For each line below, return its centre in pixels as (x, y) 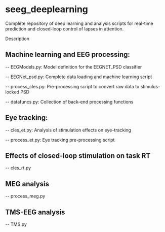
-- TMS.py (16, 224)
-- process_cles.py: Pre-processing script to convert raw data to (72, 86)
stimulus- (150, 86)
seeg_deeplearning (47, 9)
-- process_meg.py (25, 196)
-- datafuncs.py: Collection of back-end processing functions (69, 102)
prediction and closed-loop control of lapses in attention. (65, 28)
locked (12, 92)
